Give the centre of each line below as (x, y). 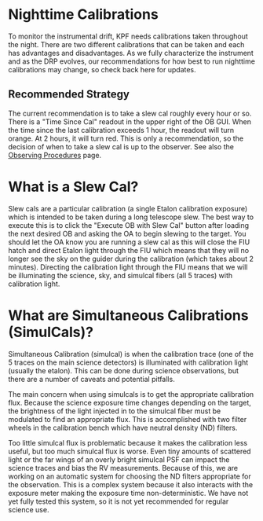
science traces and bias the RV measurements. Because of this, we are (123, 468)
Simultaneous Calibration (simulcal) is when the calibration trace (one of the (131, 354)
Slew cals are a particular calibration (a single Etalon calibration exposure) (128, 208)
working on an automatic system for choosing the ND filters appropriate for (130, 476)
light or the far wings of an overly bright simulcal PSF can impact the (119, 459)
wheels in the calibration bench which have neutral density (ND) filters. (123, 427)
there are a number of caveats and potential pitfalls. (91, 379)
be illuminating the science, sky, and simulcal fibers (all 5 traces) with (121, 275)
